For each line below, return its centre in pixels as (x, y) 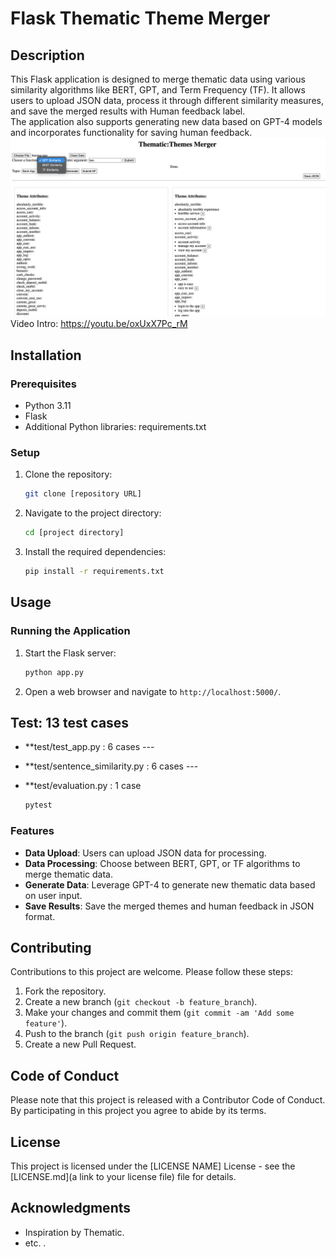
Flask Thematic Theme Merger (140, 18)
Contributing (51, 948)
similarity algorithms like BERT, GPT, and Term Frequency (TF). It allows (158, 90)
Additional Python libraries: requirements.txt (115, 427)
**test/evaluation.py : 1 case (83, 786)
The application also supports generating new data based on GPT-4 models (166, 121)
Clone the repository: (68, 474)
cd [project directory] (74, 533)
